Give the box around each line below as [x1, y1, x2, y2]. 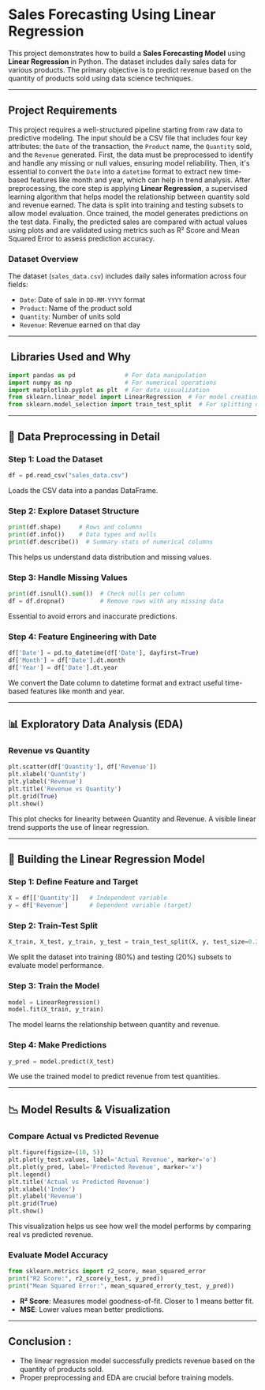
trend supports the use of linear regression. [8, 822, 150, 831]
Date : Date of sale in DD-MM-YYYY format [19, 295, 146, 305]
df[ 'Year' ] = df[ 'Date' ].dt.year [8, 663, 118, 671]
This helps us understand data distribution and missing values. [8, 552, 211, 562]
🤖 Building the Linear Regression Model [8, 853, 205, 866]
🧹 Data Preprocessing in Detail [8, 430, 160, 443]
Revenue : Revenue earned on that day [19, 320, 140, 330]
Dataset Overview [8, 253, 79, 264]
